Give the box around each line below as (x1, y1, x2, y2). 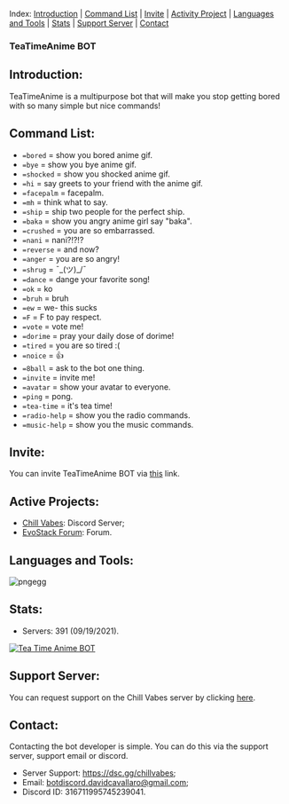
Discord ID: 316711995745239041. (21, 786, 146, 798)
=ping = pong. (21, 390, 74, 401)
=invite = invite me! (21, 372, 96, 382)
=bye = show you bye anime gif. (21, 159, 137, 169)
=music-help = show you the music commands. (21, 419, 194, 430)
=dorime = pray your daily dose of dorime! (21, 330, 175, 341)
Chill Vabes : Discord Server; (21, 517, 126, 528)
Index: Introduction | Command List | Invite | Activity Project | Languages (9, 9, 275, 19)
